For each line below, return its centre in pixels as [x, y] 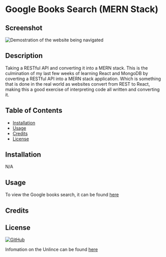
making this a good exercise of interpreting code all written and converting [82, 89]
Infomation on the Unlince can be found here [52, 249]
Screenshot [24, 28]
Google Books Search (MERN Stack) [82, 9]
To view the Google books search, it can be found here [62, 195]
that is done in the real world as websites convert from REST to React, [77, 84]
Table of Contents [34, 111]
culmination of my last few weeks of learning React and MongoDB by [77, 73]
